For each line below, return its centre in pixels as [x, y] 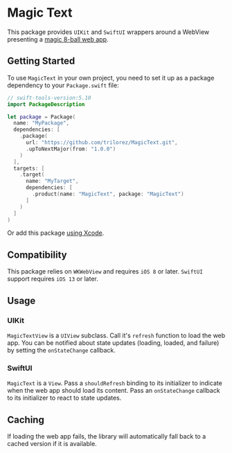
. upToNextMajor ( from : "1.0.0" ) [71, 149]
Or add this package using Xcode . [56, 233]
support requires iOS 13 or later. [53, 279]
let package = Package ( [42, 117]
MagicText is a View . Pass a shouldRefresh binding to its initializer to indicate [115, 383]
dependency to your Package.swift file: [63, 85]
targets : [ [29, 168]
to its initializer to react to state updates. [64, 398]
